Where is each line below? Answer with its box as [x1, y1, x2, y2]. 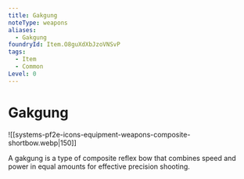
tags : [8, 48, 26, 56]
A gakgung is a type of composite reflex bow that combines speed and [8, 153, 236, 163]
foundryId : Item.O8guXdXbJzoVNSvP [8, 41, 121, 49]
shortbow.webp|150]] [8, 138, 77, 148]
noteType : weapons [8, 19, 68, 27]
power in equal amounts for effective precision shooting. [8, 162, 190, 171]
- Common [15, 63, 44, 71]
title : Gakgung [8, 11, 58, 20]
